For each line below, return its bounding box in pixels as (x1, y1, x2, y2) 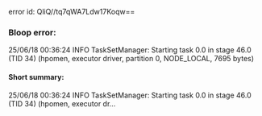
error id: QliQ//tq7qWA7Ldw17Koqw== (8, 7, 135, 16)
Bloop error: (8, 27, 56, 38)
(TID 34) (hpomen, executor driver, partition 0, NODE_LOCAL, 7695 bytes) (8, 54, 255, 64)
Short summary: (8, 72, 64, 81)
